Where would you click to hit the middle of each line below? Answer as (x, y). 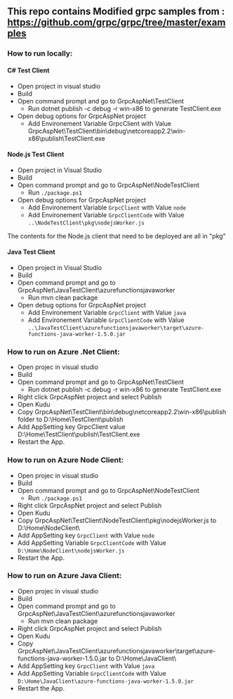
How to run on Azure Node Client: (66, 460)
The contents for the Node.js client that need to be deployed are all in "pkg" (116, 236)
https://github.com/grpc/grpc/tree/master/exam (116, 23)
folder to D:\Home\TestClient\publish (71, 419)
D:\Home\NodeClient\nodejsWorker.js (71, 551)
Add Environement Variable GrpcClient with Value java (107, 312)
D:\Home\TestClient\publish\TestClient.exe (79, 435)
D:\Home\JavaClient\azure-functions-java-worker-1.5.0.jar (106, 681)
